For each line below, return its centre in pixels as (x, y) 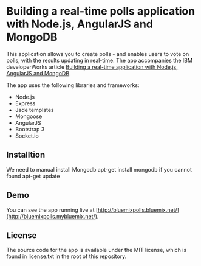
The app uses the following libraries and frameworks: (73, 85)
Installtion (26, 155)
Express (25, 103)
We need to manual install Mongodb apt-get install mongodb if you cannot (99, 169)
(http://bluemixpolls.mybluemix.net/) (52, 216)
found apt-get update (33, 176)
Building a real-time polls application (101, 11)
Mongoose (29, 116)
